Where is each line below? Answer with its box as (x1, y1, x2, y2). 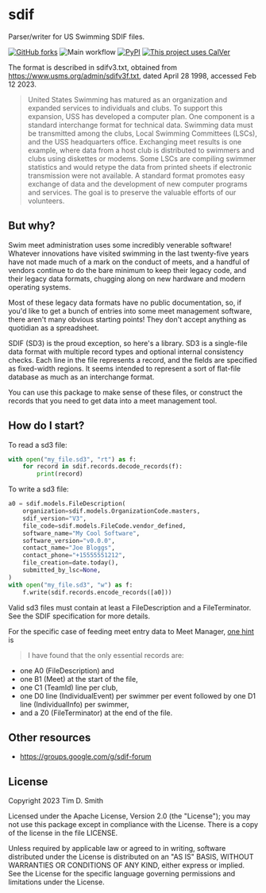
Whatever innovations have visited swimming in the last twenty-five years (8, 248, 249, 258)
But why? (8, 219, 56, 233)
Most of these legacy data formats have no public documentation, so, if (8, 298, 242, 307)
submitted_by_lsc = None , (22, 566, 102, 575)
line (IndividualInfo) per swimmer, (19, 699, 129, 709)
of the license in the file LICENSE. (8, 828, 118, 838)
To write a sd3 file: (8, 484, 69, 494)
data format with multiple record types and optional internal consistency (8, 347, 244, 356)
